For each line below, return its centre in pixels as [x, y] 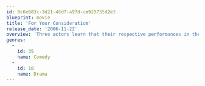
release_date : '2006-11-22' [42, 29]
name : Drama [32, 74]
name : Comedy [34, 57]
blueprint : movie [28, 18]
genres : [16, 40]
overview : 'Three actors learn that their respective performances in [98, 35]
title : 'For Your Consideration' [49, 23]
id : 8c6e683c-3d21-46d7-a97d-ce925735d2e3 [61, 12]
